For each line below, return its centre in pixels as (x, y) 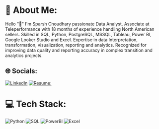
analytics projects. (24, 55)
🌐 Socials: (21, 71)
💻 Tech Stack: (36, 104)
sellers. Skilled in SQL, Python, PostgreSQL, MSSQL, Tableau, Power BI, (78, 34)
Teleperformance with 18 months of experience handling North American (80, 29)
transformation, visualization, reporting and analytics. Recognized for (76, 45)
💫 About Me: (31, 10)
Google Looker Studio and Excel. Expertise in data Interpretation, (72, 40)
